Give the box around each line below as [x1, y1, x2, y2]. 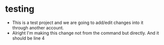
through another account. [12, 24, 64, 30]
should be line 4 [12, 35, 45, 41]
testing [5, 3, 35, 15]
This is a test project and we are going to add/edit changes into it [12, 20, 143, 25]
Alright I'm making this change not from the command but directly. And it [12, 30, 159, 36]
